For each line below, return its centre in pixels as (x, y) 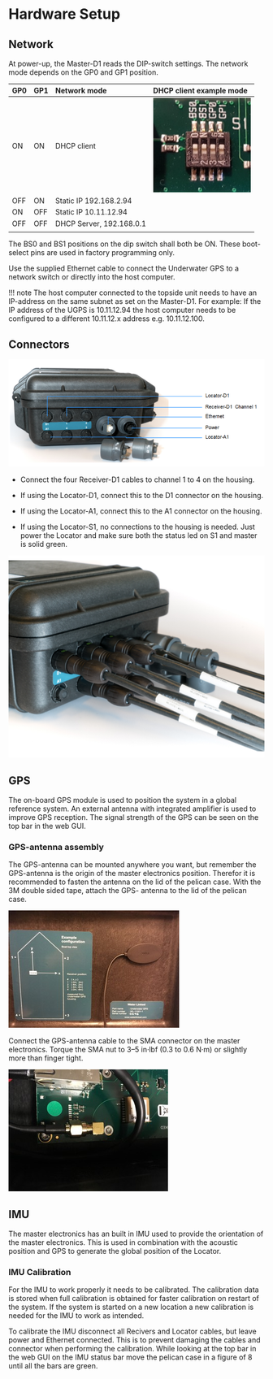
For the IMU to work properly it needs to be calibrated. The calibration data (134, 1290)
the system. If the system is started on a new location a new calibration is (131, 1307)
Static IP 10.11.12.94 (91, 212)
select (19, 253)
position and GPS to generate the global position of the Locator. (115, 1251)
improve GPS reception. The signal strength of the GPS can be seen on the (134, 817)
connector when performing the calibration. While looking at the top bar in (132, 1349)
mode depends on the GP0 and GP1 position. (83, 72)
